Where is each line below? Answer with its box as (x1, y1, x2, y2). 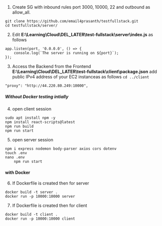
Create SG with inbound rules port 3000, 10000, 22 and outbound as (12, 4, 150, 10)
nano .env (5, 155, 25, 159)
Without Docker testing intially (5, 93, 69, 99)
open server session (12, 136, 54, 142)
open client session (12, 106, 52, 112)
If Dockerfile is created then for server (12, 181, 89, 186)
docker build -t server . (5, 190, 58, 195)
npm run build (5, 124, 34, 129)
